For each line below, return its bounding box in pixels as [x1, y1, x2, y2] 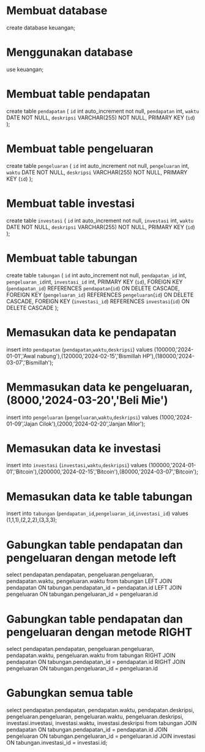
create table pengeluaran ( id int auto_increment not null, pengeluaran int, [6, 162, 190, 169]
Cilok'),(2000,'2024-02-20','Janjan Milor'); [39, 420, 146, 427]
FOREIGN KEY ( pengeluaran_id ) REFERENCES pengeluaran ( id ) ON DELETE [6, 291, 194, 298]
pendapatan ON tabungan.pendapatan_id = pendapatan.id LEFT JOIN [6, 584, 182, 592]
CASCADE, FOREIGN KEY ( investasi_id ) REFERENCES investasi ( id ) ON [6, 298, 190, 305]
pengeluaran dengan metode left [6, 551, 176, 565]
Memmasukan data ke [6, 380, 121, 394]
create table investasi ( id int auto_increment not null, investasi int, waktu [6, 217, 194, 224]
